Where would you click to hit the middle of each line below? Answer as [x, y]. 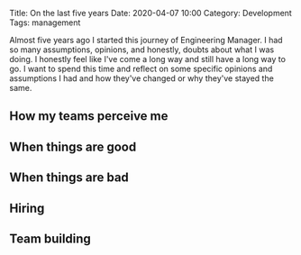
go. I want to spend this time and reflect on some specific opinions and [141, 68]
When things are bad [69, 178]
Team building [50, 238]
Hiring [27, 208]
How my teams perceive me [89, 116]
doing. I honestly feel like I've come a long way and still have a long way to [148, 59]
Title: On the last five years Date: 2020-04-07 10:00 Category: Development [151, 13]
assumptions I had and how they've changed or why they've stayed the [142, 78]
